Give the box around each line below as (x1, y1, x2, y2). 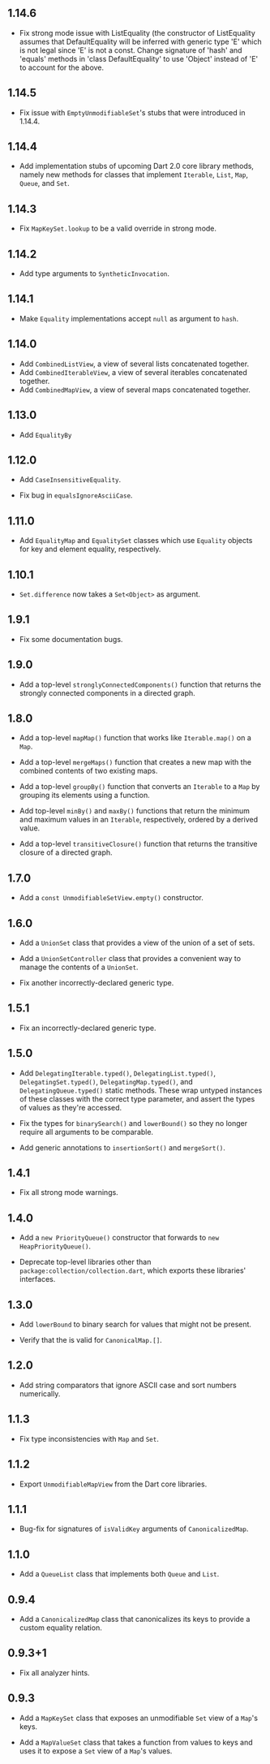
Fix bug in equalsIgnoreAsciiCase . (19, 490, 133, 500)
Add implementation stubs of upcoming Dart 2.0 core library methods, (19, 162, 255, 171)
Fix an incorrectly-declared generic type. (19, 1023, 156, 1033)
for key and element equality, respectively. (19, 544, 161, 554)
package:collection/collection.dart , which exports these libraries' (19, 1266, 246, 1275)
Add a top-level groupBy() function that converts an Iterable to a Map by (19, 782, 260, 791)
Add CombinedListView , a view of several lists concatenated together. (19, 359, 249, 369)
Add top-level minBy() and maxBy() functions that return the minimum (19, 806, 251, 816)
